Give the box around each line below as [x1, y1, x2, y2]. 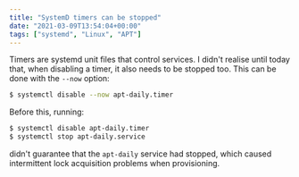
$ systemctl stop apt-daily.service [9, 132, 145, 141]
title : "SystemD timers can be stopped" [9, 13, 162, 22]
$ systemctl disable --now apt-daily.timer [9, 90, 174, 99]
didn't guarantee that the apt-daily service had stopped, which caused [9, 148, 272, 159]
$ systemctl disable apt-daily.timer [9, 124, 150, 133]
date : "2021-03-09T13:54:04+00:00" [9, 21, 142, 30]
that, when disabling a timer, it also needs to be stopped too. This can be [9, 63, 277, 74]
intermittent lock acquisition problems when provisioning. [9, 158, 220, 168]
